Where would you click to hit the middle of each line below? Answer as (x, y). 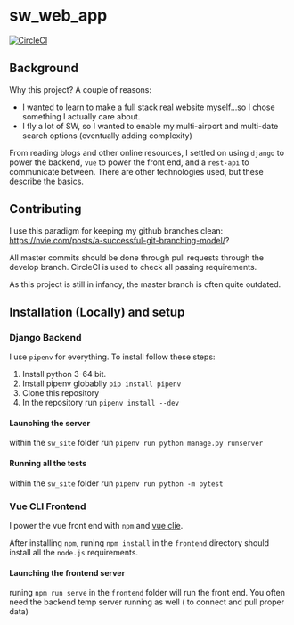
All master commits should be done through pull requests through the (137, 257)
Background (44, 68)
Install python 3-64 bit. (64, 374)
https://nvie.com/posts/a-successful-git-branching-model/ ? (119, 240)
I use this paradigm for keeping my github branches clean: (116, 230)
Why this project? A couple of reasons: (81, 89)
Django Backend (45, 337)
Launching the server (50, 423)
